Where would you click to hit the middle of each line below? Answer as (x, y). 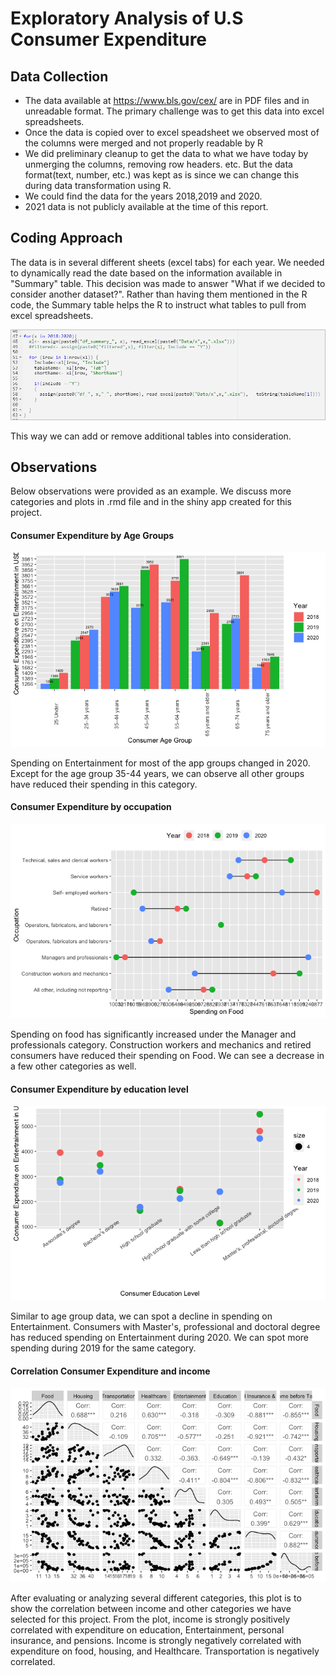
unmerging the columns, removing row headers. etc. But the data (158, 164)
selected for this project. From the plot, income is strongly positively (150, 1619)
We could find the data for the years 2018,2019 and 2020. (143, 196)
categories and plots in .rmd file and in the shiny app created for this (151, 502)
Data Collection (59, 76)
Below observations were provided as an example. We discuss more (151, 491)
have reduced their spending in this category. (104, 784)
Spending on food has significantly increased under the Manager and (153, 1034)
